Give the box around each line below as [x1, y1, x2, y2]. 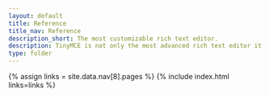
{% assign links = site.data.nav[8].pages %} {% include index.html [8, 72, 230, 81]
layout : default [8, 11, 63, 20]
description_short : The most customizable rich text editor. [8, 34, 219, 43]
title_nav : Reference [8, 27, 82, 35]
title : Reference [8, 19, 67, 27]
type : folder [8, 49, 53, 57]
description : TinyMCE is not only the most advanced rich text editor [8, 42, 251, 50]
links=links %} [8, 80, 57, 90]
